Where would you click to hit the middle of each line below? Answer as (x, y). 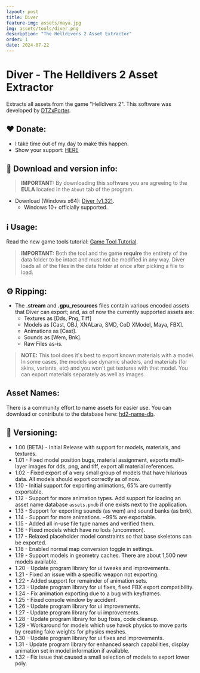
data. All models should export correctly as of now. (77, 479)
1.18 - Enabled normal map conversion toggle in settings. (84, 549)
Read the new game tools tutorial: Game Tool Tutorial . (72, 242)
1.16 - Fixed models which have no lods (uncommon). (80, 529)
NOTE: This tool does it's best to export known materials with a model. (107, 355)
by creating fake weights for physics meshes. (71, 631)
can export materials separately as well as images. (83, 374)
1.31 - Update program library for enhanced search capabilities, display (102, 644)
